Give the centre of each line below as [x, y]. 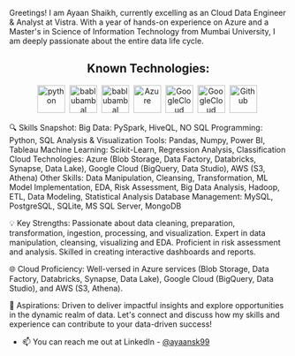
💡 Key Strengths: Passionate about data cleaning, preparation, [122, 223]
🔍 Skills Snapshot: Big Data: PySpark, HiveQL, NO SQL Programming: [136, 127]
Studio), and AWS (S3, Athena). [66, 288]
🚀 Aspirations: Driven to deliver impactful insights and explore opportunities [147, 305]
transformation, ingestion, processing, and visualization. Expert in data [138, 232]
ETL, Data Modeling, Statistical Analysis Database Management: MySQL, [141, 196]
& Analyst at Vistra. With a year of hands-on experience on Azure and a [139, 22]
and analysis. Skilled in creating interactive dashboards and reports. [132, 252]
